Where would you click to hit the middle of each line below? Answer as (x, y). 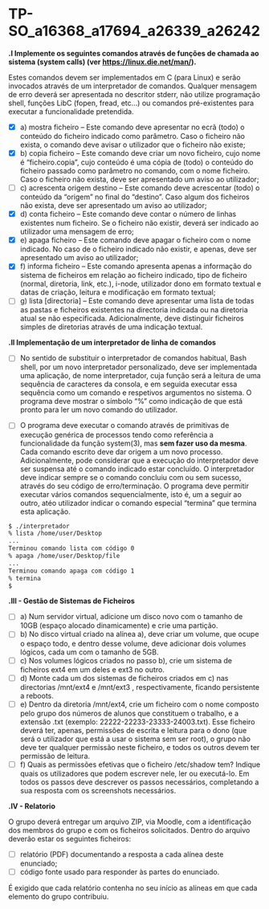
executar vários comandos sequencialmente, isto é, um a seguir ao (131, 494)
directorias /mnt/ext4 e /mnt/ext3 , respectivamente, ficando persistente (139, 687)
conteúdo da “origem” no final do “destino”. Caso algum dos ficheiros (135, 197)
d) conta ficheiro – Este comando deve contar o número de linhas (128, 214)
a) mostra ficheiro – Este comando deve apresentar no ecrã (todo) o (132, 127)
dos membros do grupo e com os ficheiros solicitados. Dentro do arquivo (129, 830)
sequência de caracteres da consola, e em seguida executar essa (128, 384)
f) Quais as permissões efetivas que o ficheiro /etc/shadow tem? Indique (140, 764)
